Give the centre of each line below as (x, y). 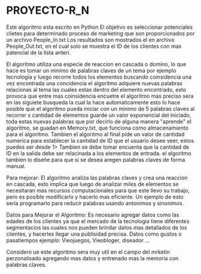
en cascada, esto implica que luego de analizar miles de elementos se (92, 184)
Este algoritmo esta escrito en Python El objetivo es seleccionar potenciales (100, 27)
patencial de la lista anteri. (39, 52)
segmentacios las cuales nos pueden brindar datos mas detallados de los (97, 227)
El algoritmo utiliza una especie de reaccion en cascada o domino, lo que (96, 64)
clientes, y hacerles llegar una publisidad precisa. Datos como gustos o (94, 234)
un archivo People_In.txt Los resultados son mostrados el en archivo (90, 40)
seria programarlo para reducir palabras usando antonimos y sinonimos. (95, 203)
